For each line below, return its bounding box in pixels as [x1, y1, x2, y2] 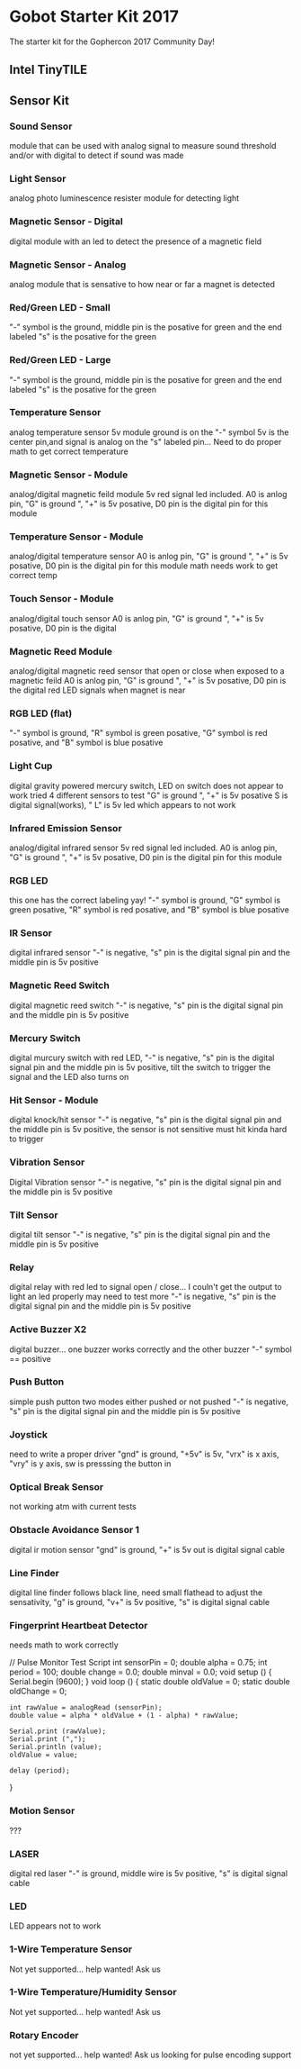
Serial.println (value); [9, 1743, 102, 1752]
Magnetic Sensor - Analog [9, 259, 127, 271]
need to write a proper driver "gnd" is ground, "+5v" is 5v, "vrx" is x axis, [9, 1448, 280, 1460]
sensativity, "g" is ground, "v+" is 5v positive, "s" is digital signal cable [9, 1597, 270, 1608]
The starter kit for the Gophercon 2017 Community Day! [9, 36, 216, 47]
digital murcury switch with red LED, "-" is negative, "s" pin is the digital [9, 1052, 275, 1064]
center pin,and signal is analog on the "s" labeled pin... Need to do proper [9, 436, 282, 447]
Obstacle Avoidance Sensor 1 [9, 1524, 140, 1537]
